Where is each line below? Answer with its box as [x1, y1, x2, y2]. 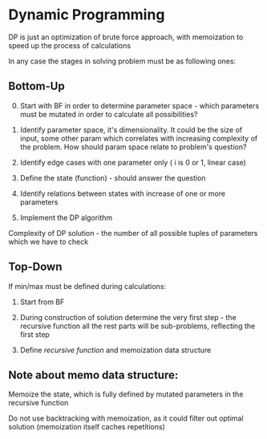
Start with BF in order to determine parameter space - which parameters [19, 100, 260, 110]
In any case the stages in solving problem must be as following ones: [8, 56, 237, 66]
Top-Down [8, 260, 63, 274]
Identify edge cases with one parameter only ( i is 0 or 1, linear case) [19, 157, 247, 167]
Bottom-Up [8, 79, 66, 93]
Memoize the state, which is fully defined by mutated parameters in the [8, 389, 244, 399]
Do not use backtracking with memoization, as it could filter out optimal [8, 413, 244, 423]
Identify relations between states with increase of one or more [19, 189, 226, 198]
